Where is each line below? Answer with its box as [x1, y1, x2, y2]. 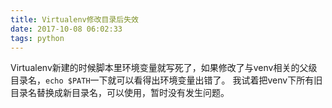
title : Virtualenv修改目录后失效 [10, 14, 139, 25]
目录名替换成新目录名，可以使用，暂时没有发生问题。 [10, 87, 230, 99]
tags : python [10, 33, 65, 43]
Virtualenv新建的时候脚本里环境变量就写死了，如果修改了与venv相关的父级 [10, 62, 318, 74]
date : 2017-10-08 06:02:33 [10, 24, 123, 34]
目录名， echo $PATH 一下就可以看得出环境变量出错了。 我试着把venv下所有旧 [10, 74, 323, 86]
